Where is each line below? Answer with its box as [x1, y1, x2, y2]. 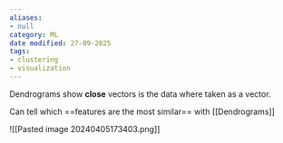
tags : [9, 47, 30, 56]
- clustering [9, 55, 59, 64]
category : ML [9, 30, 59, 39]
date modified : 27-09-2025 [9, 38, 112, 48]
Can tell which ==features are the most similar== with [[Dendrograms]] [9, 106, 275, 117]
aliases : [9, 13, 43, 23]
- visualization [9, 64, 71, 73]
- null [9, 22, 34, 31]
